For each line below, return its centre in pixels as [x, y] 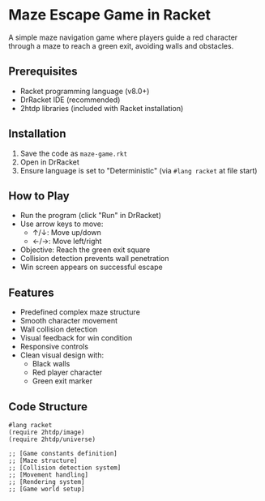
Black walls [51, 364]
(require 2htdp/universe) [52, 439]
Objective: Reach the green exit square [85, 250]
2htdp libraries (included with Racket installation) [102, 108]
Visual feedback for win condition [76, 338]
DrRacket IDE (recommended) [70, 100]
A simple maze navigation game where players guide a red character [123, 37]
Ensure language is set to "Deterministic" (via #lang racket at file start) [139, 170]
